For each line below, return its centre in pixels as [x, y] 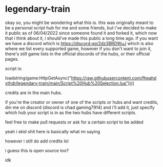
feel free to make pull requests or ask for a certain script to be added [74, 122]
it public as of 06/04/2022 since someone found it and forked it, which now [81, 33]
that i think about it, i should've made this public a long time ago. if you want [81, 38]
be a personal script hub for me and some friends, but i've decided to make [81, 27]
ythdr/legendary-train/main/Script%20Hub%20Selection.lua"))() [70, 83]
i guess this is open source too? [37, 150]
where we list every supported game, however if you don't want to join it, [79, 48]
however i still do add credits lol [37, 141]
